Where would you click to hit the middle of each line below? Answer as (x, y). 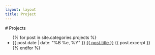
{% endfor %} (26, 48)
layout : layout (21, 9)
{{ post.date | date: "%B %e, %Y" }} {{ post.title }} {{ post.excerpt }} (81, 42)
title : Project (21, 14)
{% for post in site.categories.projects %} (54, 37)
